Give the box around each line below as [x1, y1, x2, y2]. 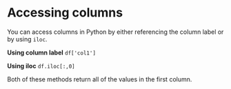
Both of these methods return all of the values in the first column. [7, 75, 192, 83]
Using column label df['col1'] [7, 48, 97, 57]
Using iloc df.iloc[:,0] [7, 61, 76, 70]
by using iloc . [7, 34, 48, 43]
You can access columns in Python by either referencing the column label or [7, 28, 224, 36]
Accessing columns [7, 5, 123, 21]
